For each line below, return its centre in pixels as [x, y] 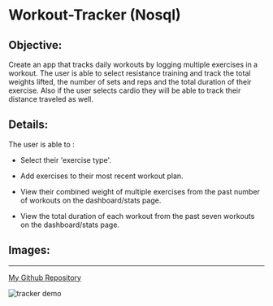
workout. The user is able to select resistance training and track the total [130, 73]
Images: [29, 250]
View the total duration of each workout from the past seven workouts [137, 216]
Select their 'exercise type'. [66, 160]
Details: [28, 125]
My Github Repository [45, 278]
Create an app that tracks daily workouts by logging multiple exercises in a [133, 64]
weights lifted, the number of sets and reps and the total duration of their [130, 82]
